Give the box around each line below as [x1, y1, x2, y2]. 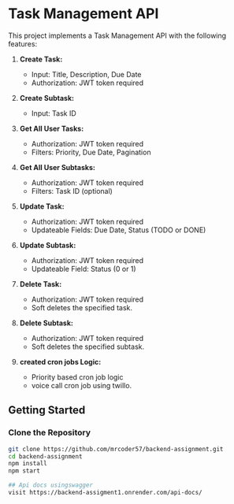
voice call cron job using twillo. [31, 380, 132, 390]
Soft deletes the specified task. [31, 302, 132, 312]
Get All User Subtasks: [19, 162, 96, 172]
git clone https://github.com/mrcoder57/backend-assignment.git [8, 445, 224, 453]
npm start [8, 467, 41, 475]
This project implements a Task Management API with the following [8, 31, 227, 40]
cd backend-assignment [8, 452, 83, 461]
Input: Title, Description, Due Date [31, 69, 142, 79]
